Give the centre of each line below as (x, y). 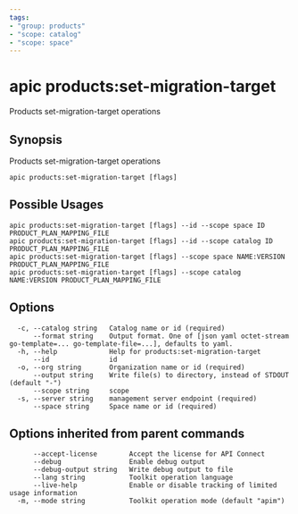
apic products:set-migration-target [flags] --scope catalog (125, 272)
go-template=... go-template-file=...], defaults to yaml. (121, 344)
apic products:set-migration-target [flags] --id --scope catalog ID (141, 241)
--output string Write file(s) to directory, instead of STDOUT (161, 375)
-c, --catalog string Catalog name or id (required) (121, 328)
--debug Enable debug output (119, 462)
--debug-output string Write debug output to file (133, 470)
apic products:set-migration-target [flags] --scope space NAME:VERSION (147, 257)
